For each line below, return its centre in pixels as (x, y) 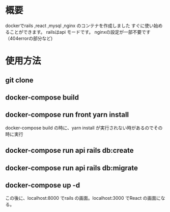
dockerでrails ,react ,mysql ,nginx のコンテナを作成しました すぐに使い (80, 26)
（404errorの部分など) (29, 38)
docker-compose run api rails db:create (69, 150)
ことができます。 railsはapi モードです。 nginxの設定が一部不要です (80, 32)
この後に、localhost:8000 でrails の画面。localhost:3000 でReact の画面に (83, 198)
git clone (20, 80)
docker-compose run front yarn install (67, 115)
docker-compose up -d (43, 185)
